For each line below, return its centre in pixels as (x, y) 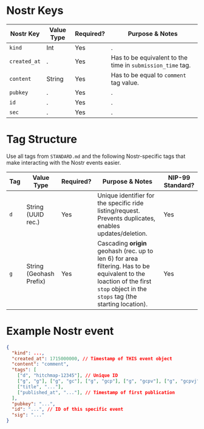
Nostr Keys (35, 11)
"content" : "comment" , (40, 364)
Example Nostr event (60, 331)
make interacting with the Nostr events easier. (64, 162)
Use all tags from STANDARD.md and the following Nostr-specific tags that (96, 156)
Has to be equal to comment (148, 75)
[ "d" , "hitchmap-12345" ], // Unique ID (68, 376)
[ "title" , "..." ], (40, 386)
